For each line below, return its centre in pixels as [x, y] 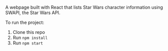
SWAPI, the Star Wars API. [33, 13]
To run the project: [25, 22]
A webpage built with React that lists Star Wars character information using [84, 7]
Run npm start [28, 43]
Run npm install [30, 38]
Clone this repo [29, 32]
